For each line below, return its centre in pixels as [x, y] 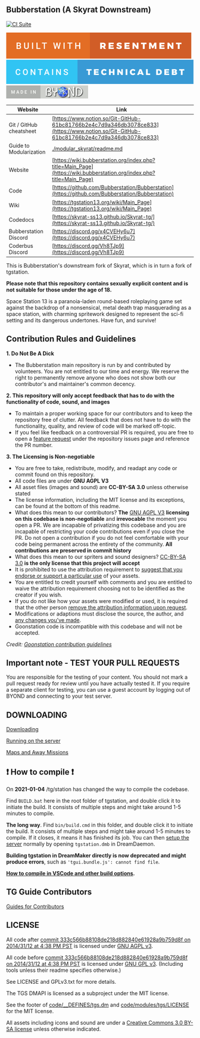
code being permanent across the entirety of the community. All [93, 544]
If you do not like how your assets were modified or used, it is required [101, 601]
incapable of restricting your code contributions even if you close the [99, 531]
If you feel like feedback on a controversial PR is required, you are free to [104, 432]
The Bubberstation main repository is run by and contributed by [93, 365]
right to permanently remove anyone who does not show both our [95, 377]
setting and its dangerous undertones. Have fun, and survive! [81, 320]
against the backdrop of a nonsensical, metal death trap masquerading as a [99, 307]
